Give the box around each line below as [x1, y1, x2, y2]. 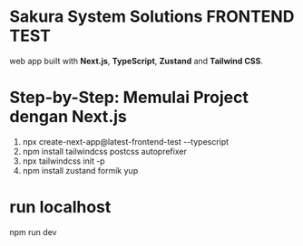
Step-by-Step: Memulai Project [9, 88, 249, 108]
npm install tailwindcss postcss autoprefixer [22, 146, 188, 156]
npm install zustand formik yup [22, 165, 139, 175]
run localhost [9, 197, 112, 218]
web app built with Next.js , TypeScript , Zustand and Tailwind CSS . [9, 55, 263, 66]
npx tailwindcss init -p [22, 156, 106, 166]
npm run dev [9, 226, 57, 237]
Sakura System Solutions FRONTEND [9, 6, 295, 27]
